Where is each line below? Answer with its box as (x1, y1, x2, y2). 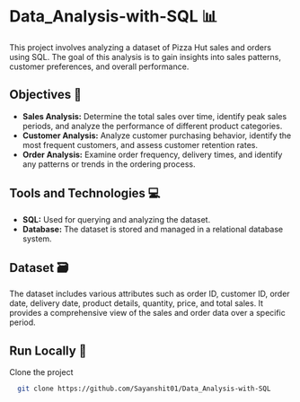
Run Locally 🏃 (9, 343, 87, 358)
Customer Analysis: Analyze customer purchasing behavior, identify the (22, 130, 292, 141)
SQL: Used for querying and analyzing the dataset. (22, 214, 211, 224)
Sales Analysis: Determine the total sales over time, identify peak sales (22, 110, 287, 121)
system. (22, 233, 52, 244)
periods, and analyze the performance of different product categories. (22, 120, 283, 131)
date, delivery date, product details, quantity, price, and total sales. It (9, 298, 263, 309)
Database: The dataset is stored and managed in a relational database (22, 223, 284, 234)
